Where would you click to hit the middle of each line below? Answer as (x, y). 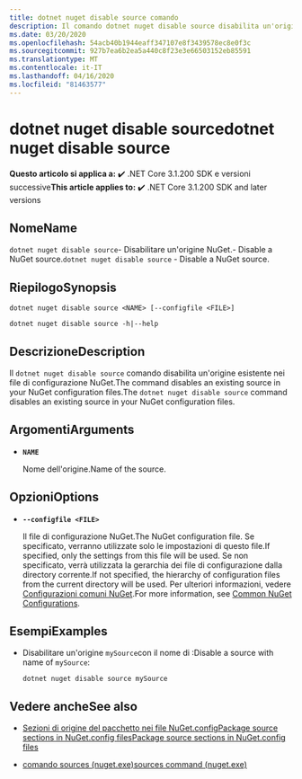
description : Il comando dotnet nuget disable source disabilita (134, 26)
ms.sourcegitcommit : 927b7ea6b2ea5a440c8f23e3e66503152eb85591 (130, 51)
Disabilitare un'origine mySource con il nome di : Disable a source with (148, 653)
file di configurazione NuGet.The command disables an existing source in (145, 382)
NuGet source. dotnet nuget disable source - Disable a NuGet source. (139, 259)
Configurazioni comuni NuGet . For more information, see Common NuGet (157, 593)
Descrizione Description (77, 351)
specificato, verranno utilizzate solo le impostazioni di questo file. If (146, 545)
